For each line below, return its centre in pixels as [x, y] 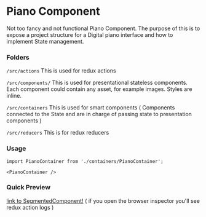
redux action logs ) [30, 207]
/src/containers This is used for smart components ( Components [91, 108]
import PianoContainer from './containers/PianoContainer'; [85, 161]
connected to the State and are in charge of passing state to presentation [99, 114]
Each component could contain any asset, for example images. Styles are [99, 89]
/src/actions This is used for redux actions [61, 71]
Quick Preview [29, 187]
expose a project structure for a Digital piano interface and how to [90, 34]
